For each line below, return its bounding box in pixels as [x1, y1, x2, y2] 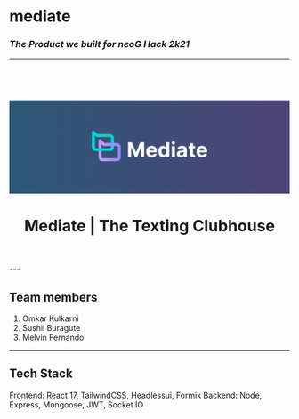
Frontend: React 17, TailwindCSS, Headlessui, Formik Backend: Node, [9, 390, 263, 400]
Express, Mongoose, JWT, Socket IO [9, 399, 144, 410]
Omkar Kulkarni [21, 313, 79, 324]
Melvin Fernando [21, 332, 85, 343]
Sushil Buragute [21, 323, 81, 334]
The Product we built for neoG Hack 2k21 [9, 38, 190, 51]
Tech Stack [9, 367, 73, 382]
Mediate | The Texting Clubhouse [23, 215, 276, 236]
